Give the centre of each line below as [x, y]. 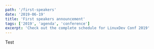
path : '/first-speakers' [31, 10]
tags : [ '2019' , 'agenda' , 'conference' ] [48, 24]
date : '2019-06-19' [25, 14]
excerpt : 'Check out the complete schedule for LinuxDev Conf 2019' [77, 28]
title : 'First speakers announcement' [45, 19]
